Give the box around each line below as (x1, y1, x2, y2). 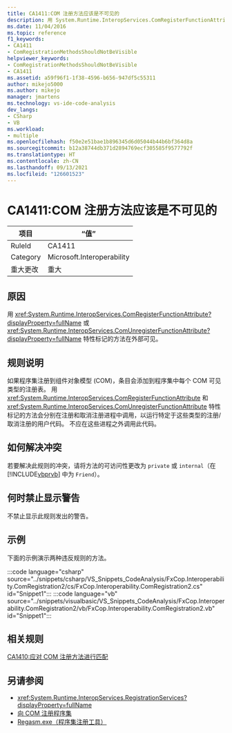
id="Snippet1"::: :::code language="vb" (7, 589, 118, 598)
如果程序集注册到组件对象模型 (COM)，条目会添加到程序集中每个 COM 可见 (7, 377, 222, 385)
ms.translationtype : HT (7, 151, 76, 159)
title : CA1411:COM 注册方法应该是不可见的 (7, 10, 119, 17)
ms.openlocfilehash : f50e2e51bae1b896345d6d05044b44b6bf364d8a (7, 139, 193, 146)
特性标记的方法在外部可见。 (82, 335, 162, 343)
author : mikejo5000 (7, 81, 64, 88)
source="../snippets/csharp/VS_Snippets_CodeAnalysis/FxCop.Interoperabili (7, 574, 224, 583)
